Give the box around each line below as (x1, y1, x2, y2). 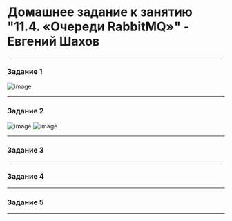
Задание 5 (7, 198, 44, 207)
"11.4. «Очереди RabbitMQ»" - (7, 19, 190, 35)
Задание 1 (7, 66, 43, 76)
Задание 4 (7, 171, 45, 181)
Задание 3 (7, 146, 44, 155)
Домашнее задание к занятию (7, 4, 193, 20)
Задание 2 (7, 106, 44, 116)
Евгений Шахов (7, 34, 100, 49)
